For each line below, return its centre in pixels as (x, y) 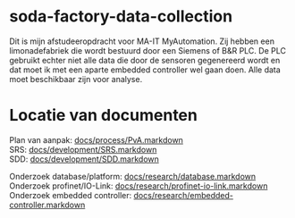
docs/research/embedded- (184, 195)
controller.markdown (47, 205)
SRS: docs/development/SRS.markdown (83, 149)
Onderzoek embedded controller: (71, 195)
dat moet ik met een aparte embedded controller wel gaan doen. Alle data (145, 70)
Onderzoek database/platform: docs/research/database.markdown (133, 176)
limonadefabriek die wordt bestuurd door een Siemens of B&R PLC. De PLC (147, 50)
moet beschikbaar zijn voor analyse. (76, 79)
